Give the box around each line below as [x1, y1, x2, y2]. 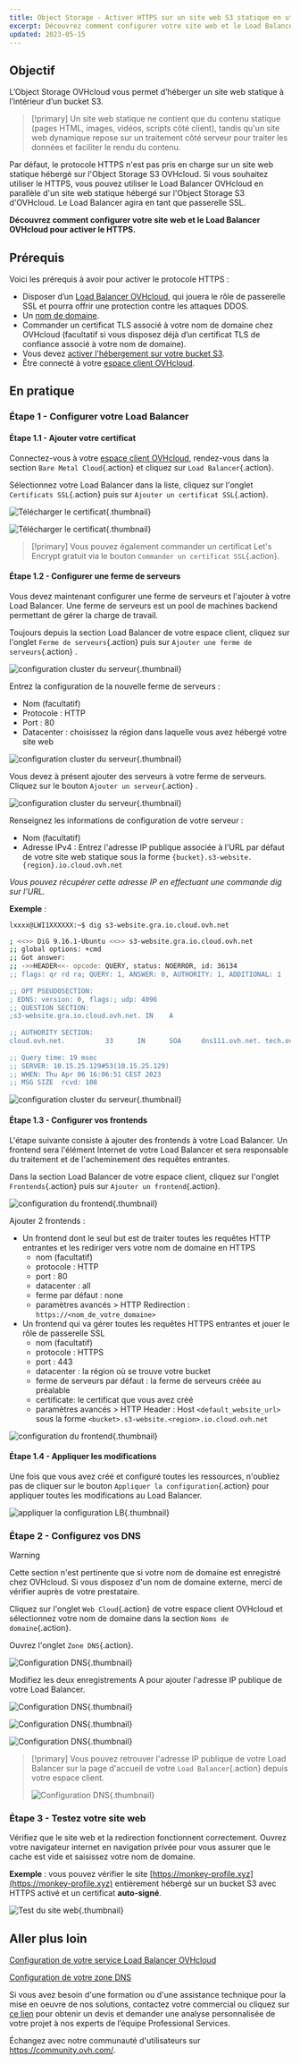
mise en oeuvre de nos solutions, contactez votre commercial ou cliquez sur [9, 1999, 290, 2009]
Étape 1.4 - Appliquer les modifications [9, 1451, 157, 1462]
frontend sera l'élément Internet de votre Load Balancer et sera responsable [9, 1144, 288, 1155]
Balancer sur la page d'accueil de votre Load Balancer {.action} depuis [30, 1763, 288, 1774]
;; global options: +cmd [9, 945, 102, 954]
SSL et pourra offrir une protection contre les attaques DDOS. [21, 301, 249, 311]
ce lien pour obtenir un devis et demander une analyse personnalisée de [9, 2009, 276, 2019]
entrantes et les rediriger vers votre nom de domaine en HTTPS [21, 1242, 256, 1253]
